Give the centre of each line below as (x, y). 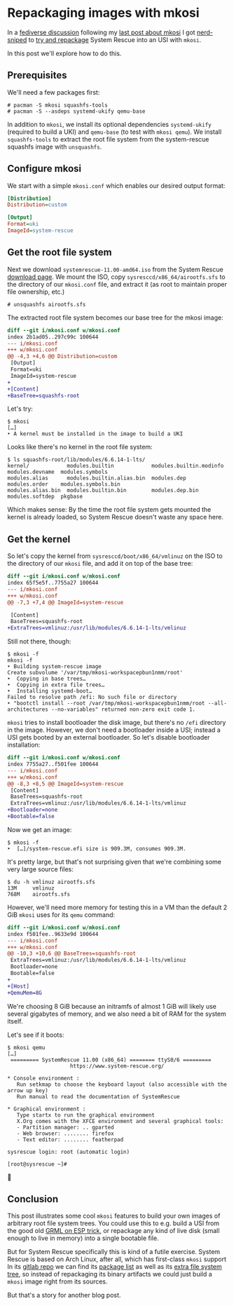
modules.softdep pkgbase (45, 497)
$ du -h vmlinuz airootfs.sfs (51, 882)
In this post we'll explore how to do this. (64, 53)
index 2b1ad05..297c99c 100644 (53, 337)
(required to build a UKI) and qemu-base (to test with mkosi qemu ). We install (115, 132)
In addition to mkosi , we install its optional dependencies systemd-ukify (109, 124)
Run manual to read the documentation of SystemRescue (98, 1096)
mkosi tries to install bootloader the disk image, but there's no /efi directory (117, 723)
